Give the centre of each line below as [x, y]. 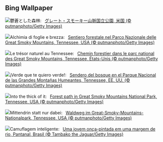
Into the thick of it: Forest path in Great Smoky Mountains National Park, [83, 96]
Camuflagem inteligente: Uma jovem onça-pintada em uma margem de [83, 129]
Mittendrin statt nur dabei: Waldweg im [50, 113]
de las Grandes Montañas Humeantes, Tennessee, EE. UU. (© [68, 80]
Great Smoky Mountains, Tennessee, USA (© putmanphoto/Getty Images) [80, 42]
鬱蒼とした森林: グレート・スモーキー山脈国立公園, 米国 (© [71, 20]
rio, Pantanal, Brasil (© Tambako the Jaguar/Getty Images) [64, 134]
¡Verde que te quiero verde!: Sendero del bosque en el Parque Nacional [83, 75]
